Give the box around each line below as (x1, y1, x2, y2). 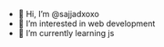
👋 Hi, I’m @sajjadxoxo (17, 9, 100, 19)
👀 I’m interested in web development (17, 18, 156, 29)
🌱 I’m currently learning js (17, 28, 115, 38)
